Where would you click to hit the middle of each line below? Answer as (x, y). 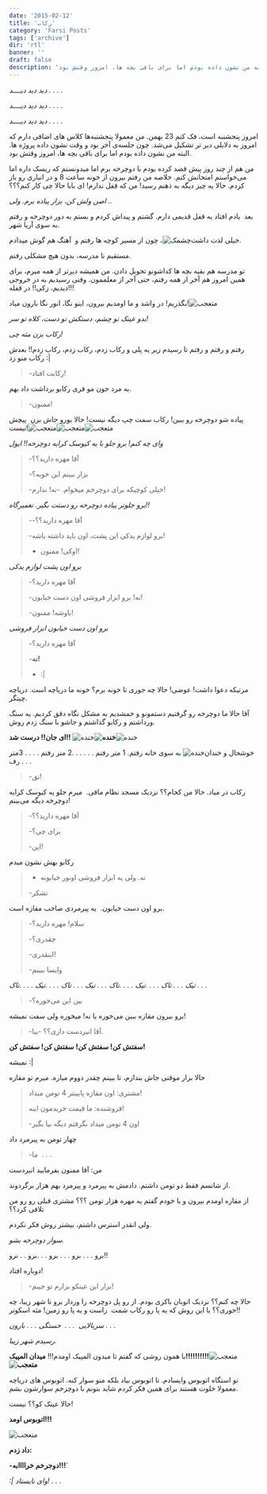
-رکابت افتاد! (47, 373)
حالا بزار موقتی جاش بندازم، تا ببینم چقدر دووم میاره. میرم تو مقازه (107, 1077)
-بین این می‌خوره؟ (55, 1000)
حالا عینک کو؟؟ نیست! (41, 1403)
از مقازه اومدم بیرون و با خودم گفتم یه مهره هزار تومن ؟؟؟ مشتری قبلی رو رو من (129, 1200)
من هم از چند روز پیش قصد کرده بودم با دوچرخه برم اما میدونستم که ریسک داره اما (132, 168)
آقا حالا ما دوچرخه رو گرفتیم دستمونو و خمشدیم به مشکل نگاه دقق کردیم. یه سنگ (130, 713)
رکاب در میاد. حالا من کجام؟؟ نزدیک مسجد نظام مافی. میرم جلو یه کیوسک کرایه (127, 792)
